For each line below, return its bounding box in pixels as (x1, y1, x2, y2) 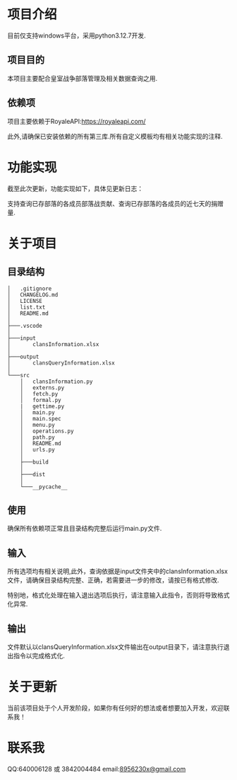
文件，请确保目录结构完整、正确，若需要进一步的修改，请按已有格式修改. (7, 576, 220, 585)
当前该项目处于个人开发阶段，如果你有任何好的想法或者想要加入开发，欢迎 (7, 704, 224, 712)
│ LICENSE (7, 297, 42, 304)
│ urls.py (20, 446, 55, 453)
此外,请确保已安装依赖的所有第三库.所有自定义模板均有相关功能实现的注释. (7, 132, 224, 140)
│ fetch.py (20, 390, 59, 397)
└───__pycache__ (20, 483, 68, 491)
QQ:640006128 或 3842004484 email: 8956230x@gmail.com (7, 764, 186, 773)
